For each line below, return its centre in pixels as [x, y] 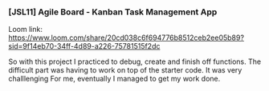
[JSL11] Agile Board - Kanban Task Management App [113, 12]
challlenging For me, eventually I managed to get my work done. [114, 79]
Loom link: [25, 30]
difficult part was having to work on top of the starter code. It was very [125, 70]
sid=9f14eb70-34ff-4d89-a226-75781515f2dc [84, 46]
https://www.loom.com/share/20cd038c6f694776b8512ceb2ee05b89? [126, 38]
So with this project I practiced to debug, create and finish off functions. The [135, 61]
